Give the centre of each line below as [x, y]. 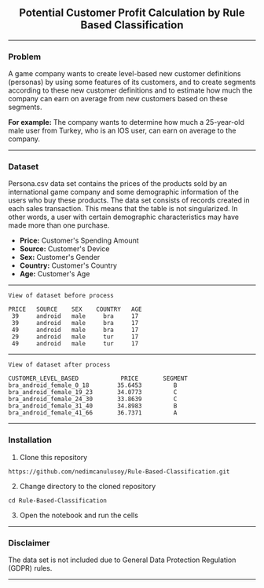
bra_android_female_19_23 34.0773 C [93, 393]
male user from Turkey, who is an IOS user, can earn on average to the [122, 131]
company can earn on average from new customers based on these [118, 99]
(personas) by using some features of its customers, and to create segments [132, 82]
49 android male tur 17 [75, 344]
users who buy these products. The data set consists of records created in [129, 200]
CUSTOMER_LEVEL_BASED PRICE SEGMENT [98, 379]
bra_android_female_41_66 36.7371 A [93, 413]
